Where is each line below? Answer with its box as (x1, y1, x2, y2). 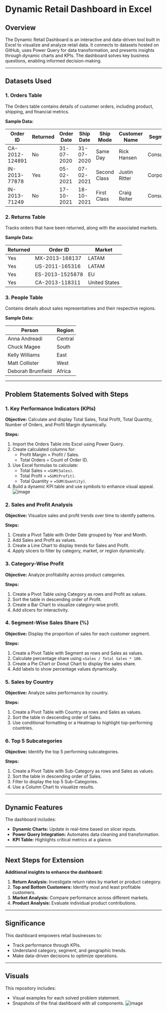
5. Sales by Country (5, 678, 54, 685)
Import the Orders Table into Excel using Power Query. (12, 441, 124, 447)
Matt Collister (7, 359, 39, 366)
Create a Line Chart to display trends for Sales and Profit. (12, 543, 130, 549)
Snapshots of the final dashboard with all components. (12, 1000, 124, 1006)
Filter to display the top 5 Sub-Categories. (12, 779, 98, 785)
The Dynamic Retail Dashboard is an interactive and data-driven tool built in (5, 36, 160, 42)
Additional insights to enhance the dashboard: (5, 869, 103, 875)
